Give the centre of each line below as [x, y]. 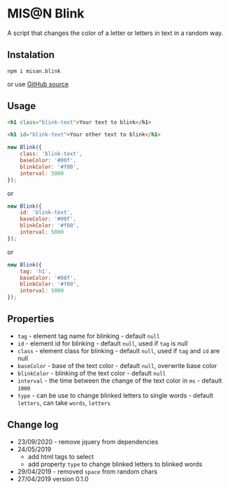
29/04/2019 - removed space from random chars [87, 472]
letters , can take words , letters [64, 403]
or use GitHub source [38, 84]
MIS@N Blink [46, 14]
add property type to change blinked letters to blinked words [115, 464]
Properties [31, 319]
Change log [33, 425]
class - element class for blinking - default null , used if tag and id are [118, 350]
